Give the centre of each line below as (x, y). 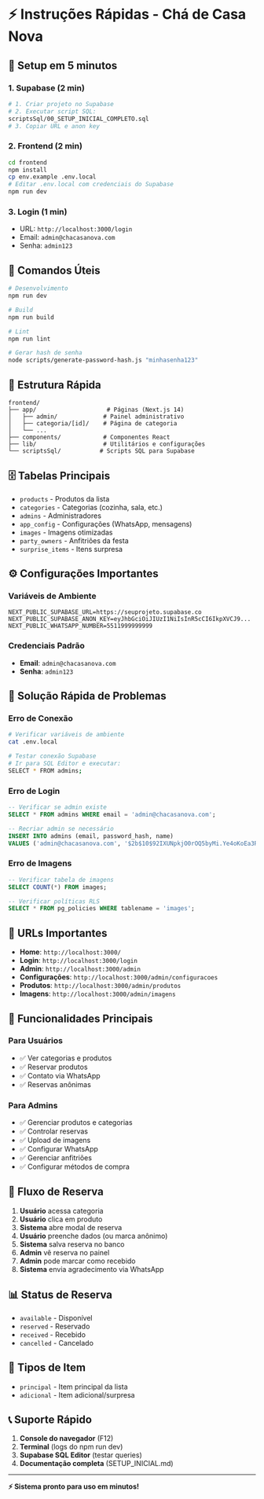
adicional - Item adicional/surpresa (77, 1394)
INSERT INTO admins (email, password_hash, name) (91, 836)
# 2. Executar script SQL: (52, 111)
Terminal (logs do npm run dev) (71, 1447)
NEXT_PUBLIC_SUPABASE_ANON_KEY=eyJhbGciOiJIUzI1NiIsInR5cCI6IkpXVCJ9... (130, 619)
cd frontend (27, 162)
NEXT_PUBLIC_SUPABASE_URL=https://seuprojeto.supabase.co (105, 612)
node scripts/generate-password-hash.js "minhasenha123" (103, 360)
